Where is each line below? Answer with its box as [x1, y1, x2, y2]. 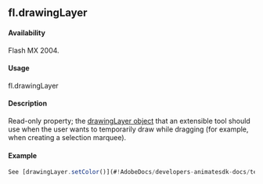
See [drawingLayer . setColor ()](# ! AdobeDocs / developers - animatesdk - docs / [8, 168, 250, 176]
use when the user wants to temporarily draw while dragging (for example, [8, 124, 249, 134]
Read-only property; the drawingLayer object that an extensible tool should [8, 117, 250, 125]
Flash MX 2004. [8, 45, 60, 55]
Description [8, 99, 48, 108]
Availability [8, 27, 45, 38]
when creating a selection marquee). [8, 133, 127, 142]
